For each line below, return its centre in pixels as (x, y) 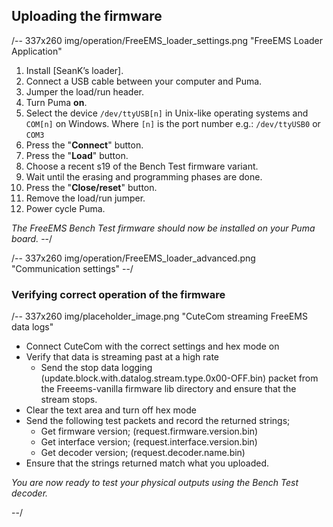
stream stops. (69, 400)
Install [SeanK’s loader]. (74, 70)
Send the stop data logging (96, 368)
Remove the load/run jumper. (85, 198)
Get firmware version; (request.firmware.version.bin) (149, 431)
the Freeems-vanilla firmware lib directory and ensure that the (168, 389)
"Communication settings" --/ (72, 268)
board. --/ (32, 238)
